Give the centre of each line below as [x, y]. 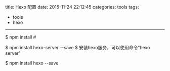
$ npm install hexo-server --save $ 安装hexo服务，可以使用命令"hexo [78, 47]
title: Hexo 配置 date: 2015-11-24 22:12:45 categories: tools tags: [72, 7]
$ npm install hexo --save [32, 63]
